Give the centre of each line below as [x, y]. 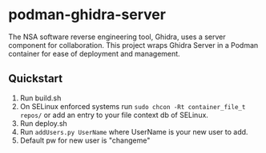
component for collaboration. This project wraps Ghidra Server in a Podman [133, 45]
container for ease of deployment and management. [94, 53]
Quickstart [36, 78]
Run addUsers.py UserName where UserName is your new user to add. [134, 131]
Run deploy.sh [44, 123]
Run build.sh [40, 98]
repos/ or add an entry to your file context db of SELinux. [114, 115]
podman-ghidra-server [87, 15]
